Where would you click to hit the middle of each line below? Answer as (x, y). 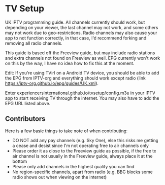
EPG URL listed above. (28, 103)
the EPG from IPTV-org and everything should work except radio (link (76, 78)
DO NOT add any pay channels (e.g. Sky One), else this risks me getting (85, 140)
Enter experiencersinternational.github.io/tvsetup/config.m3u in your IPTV (80, 93)
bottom (19, 161)
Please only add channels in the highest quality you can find (73, 166)
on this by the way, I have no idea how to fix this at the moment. (70, 63)
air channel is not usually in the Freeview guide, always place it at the (82, 156)
